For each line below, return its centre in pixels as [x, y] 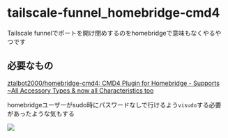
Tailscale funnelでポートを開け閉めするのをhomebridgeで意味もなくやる [111, 33]
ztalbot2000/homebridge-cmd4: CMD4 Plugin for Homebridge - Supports [113, 83]
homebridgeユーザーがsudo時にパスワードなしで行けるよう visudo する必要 [114, 105]
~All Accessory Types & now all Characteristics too [81, 90]
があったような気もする [41, 114]
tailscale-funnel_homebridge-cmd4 [114, 13]
